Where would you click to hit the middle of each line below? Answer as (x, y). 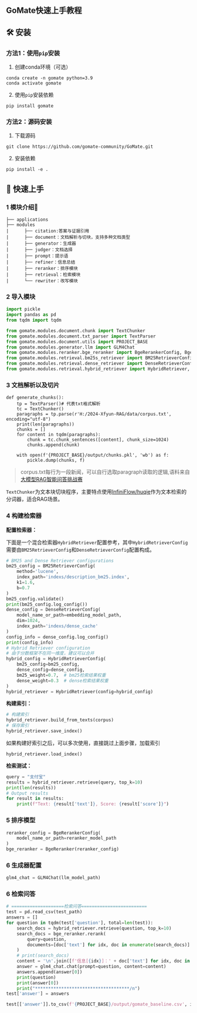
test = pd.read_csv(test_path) (44, 912)
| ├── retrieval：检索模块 (43, 275)
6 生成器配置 (24, 865)
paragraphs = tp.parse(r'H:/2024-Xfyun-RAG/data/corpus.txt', (94, 414)
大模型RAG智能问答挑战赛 (52, 480)
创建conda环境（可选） (43, 67)
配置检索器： (21, 529)
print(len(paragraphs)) (46, 424)
